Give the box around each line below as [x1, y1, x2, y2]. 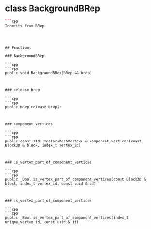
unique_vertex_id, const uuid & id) [5, 219, 79, 224]
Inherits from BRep [5, 23, 45, 28]
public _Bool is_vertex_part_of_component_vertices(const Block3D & [5, 177, 146, 182]
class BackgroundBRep [5, 3, 101, 14]
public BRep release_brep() [5, 105, 62, 109]
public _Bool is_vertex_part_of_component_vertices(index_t [5, 215, 129, 220]
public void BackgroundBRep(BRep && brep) [5, 70, 92, 75]
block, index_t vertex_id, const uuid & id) [5, 181, 96, 186]
